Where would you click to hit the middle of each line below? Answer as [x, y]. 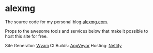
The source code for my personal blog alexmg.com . [57, 22]
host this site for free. [26, 36]
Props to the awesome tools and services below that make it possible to [77, 31]
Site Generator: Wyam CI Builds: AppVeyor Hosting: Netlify [63, 45]
